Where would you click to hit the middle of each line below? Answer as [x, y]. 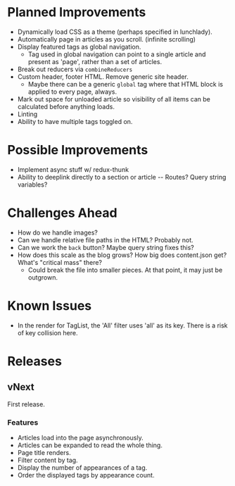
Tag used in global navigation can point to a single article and [117, 54]
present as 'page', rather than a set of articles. [95, 61]
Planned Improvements [77, 12]
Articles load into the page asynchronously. [80, 438]
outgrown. [43, 277]
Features [23, 422]
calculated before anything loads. [66, 106]
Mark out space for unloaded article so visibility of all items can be [114, 99]
